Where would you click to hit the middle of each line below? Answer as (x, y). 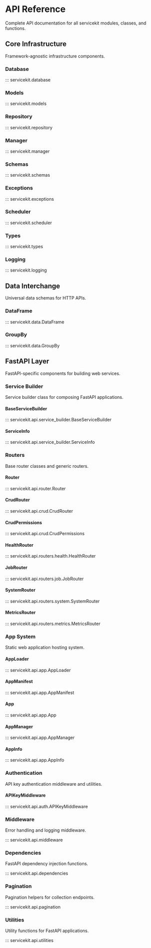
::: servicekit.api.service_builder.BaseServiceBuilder (59, 420)
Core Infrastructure (36, 44)
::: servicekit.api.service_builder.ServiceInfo (50, 442)
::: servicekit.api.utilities (29, 941)
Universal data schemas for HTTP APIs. (46, 298)
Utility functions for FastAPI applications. (47, 931)
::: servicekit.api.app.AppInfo (35, 760)
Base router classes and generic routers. (47, 466)
